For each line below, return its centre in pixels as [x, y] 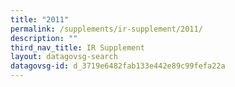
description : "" [44, 38]
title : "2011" [40, 19]
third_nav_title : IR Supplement [77, 47]
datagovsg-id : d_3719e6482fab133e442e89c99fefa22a [118, 66]
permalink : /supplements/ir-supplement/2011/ [106, 29]
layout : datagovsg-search [64, 57]
